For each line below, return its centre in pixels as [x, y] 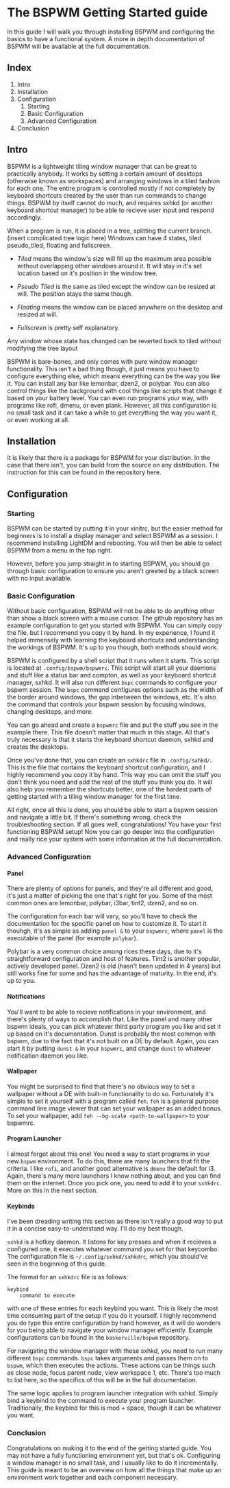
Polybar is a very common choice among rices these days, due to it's [104, 951]
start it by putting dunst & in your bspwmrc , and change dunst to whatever [109, 1048]
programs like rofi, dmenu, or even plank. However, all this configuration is [112, 405]
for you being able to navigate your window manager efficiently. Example [110, 1330]
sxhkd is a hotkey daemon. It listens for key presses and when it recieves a [112, 1242]
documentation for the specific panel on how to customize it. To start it [107, 924]
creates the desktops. [38, 747]
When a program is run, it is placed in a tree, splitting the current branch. [110, 231]
